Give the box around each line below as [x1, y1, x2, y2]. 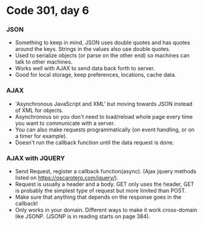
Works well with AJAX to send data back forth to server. [15, 65, 155, 72]
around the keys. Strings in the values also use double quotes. [15, 45, 171, 53]
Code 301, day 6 [6, 4, 90, 18]
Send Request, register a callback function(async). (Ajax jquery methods [15, 168, 197, 175]
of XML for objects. [15, 107, 64, 114]
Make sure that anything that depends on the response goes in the [15, 193, 182, 201]
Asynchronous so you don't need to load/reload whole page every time [15, 113, 193, 120]
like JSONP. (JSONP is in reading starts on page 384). [15, 213, 150, 220]
